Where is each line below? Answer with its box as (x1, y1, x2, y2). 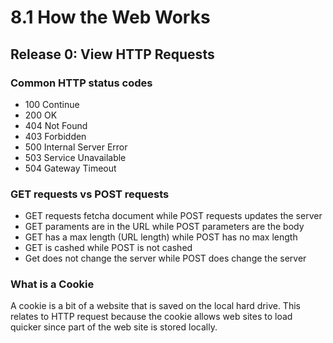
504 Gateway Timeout (24, 162, 117, 174)
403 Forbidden (24, 130, 87, 142)
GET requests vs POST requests (10, 187, 170, 201)
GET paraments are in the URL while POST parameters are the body (24, 221, 305, 233)
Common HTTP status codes (10, 76, 153, 90)
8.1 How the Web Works (10, 6, 211, 29)
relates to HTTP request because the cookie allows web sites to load (10, 311, 293, 323)
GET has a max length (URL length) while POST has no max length (24, 231, 298, 243)
